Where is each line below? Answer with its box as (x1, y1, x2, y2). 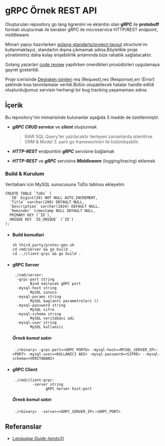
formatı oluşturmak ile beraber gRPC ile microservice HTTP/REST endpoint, (5, 26, 159, 32)
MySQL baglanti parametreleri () (30, 299, 99, 304)
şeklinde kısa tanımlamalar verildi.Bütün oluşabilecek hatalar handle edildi (5, 82, 154, 88)
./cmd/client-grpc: (14, 377, 55, 383)
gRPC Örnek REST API (5, 5, 97, 16)
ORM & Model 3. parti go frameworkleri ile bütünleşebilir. (24, 138, 139, 144)
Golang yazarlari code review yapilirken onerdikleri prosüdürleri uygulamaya (5, 61, 160, 67)
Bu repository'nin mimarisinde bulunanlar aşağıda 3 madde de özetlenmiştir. (5, 114, 160, 120)
